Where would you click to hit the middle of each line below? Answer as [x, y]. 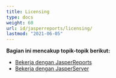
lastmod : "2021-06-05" [35, 34]
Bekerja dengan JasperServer [52, 68]
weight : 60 [20, 23]
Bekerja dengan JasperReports [53, 63]
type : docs [20, 17]
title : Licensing [28, 12]
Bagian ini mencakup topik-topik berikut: [58, 51]
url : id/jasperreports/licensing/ [50, 28]
